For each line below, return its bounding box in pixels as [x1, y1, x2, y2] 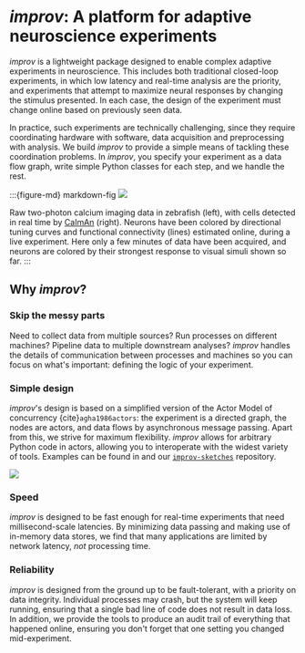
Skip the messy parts [9, 309, 106, 322]
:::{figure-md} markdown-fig [9, 189, 117, 200]
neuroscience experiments [9, 26, 218, 47]
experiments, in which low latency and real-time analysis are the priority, [9, 75, 282, 86]
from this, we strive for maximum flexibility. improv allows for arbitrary [9, 431, 272, 442]
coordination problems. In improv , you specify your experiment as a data [9, 150, 282, 161]
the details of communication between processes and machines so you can [9, 349, 293, 360]
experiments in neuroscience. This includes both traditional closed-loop [9, 66, 280, 77]
